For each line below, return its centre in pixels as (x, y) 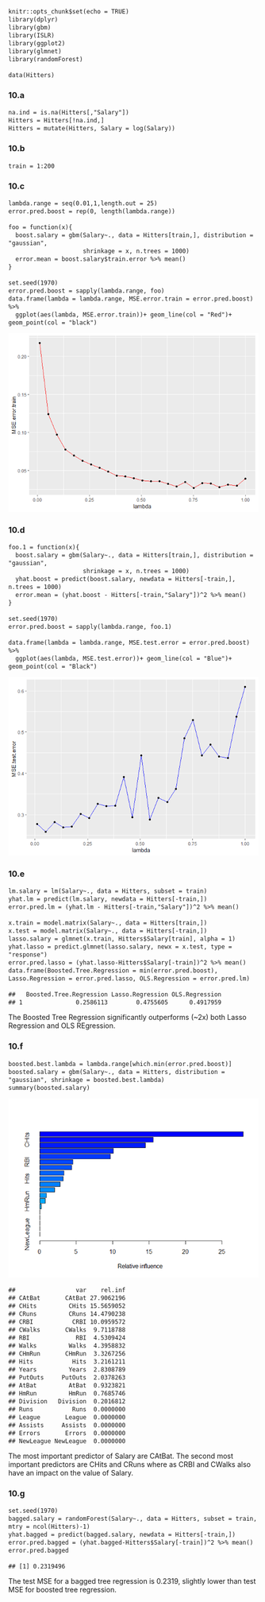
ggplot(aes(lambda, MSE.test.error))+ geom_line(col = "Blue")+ (124, 659)
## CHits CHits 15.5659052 (67, 1306)
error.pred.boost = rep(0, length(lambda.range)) (92, 211)
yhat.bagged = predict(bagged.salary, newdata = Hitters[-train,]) (122, 1535)
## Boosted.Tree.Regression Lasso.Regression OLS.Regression (115, 995)
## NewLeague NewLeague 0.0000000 (67, 1441)
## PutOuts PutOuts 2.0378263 (67, 1377)
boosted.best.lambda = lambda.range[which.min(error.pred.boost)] (120, 1064)
